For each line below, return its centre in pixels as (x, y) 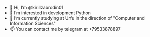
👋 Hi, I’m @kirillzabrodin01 (37, 8)
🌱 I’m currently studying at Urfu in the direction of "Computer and (77, 18)
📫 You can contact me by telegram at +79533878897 (65, 29)
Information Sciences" (33, 23)
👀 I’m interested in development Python (50, 13)
